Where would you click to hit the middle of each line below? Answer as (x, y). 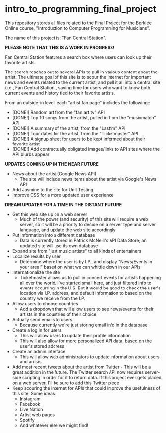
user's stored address (42, 346)
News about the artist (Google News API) (54, 174)
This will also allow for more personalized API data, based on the (86, 341)
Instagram (30, 399)
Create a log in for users (37, 330)
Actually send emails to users (42, 319)
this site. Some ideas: (34, 393)
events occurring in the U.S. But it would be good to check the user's (90, 288)
